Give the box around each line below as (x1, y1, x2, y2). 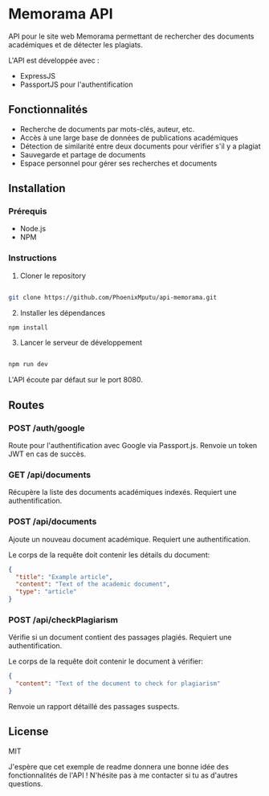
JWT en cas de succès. (8, 449, 87, 459)
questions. (8, 778, 43, 788)
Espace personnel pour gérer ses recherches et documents (19, 158, 218, 168)
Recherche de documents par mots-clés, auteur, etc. (19, 124, 195, 133)
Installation (8, 182, 66, 195)
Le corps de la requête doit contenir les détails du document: (8, 549, 210, 559)
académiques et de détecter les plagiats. (8, 39, 143, 49)
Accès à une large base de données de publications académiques (19, 133, 238, 142)
